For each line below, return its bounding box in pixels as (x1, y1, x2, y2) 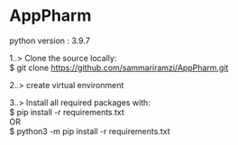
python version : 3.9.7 (9, 35, 90, 46)
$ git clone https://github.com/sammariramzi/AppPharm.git (9, 62, 229, 73)
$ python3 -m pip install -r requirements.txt (9, 125, 170, 136)
